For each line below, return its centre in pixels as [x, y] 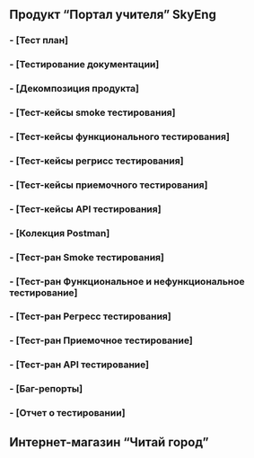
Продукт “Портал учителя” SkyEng [113, 15]
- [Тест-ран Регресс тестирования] [91, 316]
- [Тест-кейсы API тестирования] [85, 208]
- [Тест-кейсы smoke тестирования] [92, 113]
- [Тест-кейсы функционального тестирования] [120, 137]
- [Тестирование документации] [84, 65]
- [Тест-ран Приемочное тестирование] [101, 340]
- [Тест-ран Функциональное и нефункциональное [127, 281]
